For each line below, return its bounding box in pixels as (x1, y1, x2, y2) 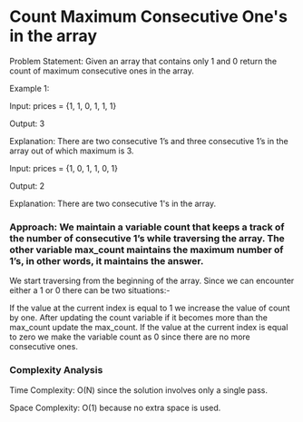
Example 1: (9, 83, 50, 93)
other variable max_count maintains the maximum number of (9, 243, 284, 256)
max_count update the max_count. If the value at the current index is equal (9, 322, 288, 333)
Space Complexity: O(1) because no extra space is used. (9, 402, 221, 413)
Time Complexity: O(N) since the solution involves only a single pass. (9, 384, 268, 396)
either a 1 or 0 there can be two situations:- (9, 285, 171, 296)
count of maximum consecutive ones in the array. (9, 65, 195, 76)
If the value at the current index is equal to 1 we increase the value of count (9, 302, 290, 314)
